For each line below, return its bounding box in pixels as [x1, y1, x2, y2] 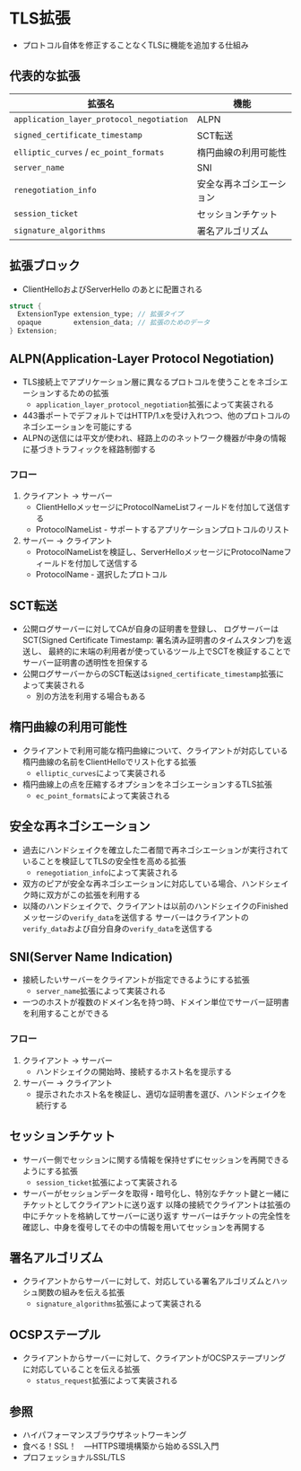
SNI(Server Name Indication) [9, 949, 173, 965]
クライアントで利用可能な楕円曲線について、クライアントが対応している [21, 744, 288, 755]
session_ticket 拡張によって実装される [35, 1176, 178, 1187]
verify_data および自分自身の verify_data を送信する [21, 922, 213, 934]
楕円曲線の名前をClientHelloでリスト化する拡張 [21, 756, 197, 767]
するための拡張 [53, 387, 109, 398]
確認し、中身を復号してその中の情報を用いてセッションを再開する [21, 1221, 266, 1232]
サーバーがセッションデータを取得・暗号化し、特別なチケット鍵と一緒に [21, 1187, 289, 1199]
